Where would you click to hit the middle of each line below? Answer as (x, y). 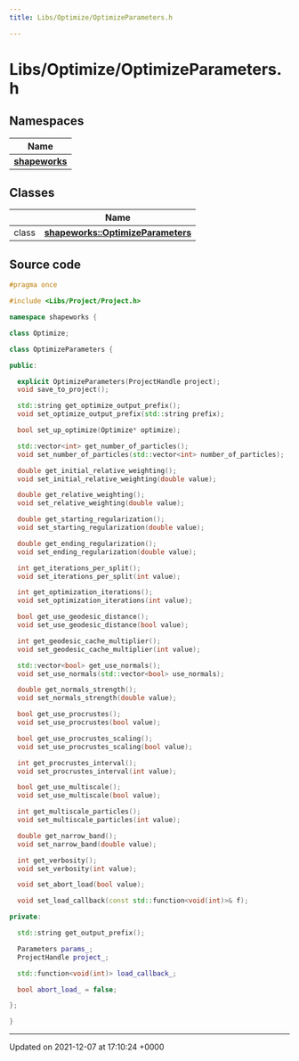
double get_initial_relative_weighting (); (97, 470)
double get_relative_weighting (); (81, 495)
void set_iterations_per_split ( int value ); (99, 576)
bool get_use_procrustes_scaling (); (85, 739)
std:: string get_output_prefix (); (81, 933)
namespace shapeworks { (53, 317)
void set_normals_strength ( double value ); (97, 698)
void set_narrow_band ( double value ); (87, 844)
